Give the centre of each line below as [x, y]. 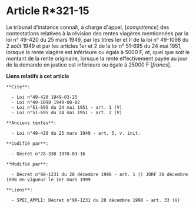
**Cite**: [18, 87]
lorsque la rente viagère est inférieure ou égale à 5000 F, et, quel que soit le [98, 52]
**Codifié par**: [27, 143]
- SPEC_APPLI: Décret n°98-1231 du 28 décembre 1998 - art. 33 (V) [96, 200]
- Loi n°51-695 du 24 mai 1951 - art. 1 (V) [67, 107]
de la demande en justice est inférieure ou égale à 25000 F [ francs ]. [89, 64]
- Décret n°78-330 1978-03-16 [48, 154]
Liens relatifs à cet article [38, 76]
